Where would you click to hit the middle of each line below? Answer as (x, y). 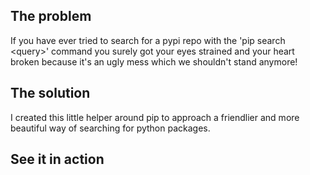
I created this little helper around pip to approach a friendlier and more (155, 117)
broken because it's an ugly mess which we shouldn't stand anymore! (154, 61)
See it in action (57, 159)
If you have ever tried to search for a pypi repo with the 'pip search (148, 40)
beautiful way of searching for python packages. (110, 128)
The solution (50, 93)
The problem (51, 16)
